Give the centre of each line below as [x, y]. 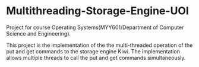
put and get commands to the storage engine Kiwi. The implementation [93, 51]
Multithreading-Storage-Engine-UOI [97, 11]
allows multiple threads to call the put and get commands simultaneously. [96, 58]
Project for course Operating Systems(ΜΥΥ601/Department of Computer [95, 27]
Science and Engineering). [39, 33]
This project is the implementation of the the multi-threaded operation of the [99, 45]
